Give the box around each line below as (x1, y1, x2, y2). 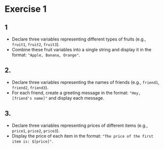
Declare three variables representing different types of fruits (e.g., (11, 36, 146, 42)
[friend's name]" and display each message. (11, 95, 104, 101)
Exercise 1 (4, 3, 47, 15)
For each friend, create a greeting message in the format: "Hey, (11, 90, 141, 96)
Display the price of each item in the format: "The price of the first (11, 133, 154, 139)
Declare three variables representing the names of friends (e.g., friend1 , (11, 79, 160, 85)
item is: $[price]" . (11, 138, 53, 144)
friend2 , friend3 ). (11, 84, 49, 90)
